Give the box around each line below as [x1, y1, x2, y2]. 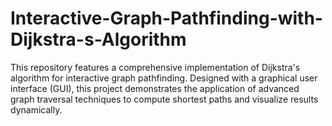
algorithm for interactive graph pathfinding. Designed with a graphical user [10, 72, 318, 84]
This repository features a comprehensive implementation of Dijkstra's [10, 61, 301, 73]
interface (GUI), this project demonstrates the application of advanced [10, 82, 300, 94]
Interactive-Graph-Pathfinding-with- [10, 7, 323, 30]
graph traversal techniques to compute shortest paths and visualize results [10, 93, 319, 105]
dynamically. [10, 103, 63, 116]
